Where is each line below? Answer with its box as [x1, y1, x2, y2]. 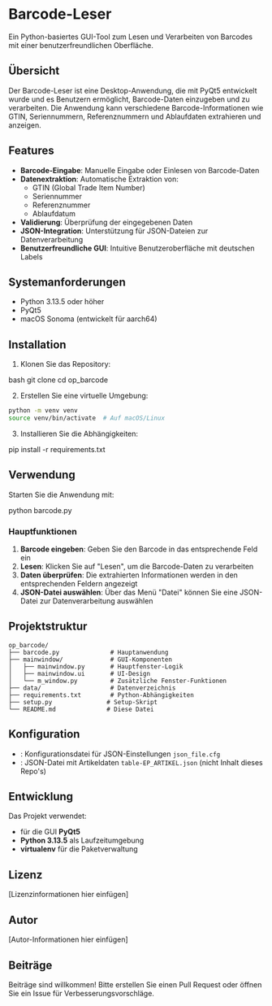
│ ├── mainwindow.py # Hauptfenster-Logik [8, 662, 183, 671]
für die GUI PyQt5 [19, 827, 81, 837]
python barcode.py [8, 505, 72, 515]
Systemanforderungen [8, 275, 126, 289]
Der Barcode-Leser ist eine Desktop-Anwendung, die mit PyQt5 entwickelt [8, 85, 257, 95]
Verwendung [8, 468, 76, 482]
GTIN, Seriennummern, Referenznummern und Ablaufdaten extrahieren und [8, 111, 261, 121]
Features [8, 144, 54, 158]
